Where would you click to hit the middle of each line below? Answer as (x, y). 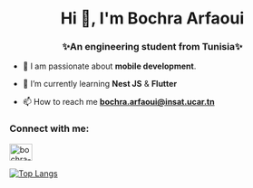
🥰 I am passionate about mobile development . (109, 66)
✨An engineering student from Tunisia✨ (152, 47)
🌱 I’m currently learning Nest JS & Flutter (100, 84)
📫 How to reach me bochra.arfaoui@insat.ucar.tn (118, 102)
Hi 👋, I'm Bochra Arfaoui (152, 19)
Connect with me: (49, 128)
